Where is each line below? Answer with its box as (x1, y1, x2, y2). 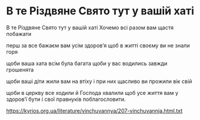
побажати (6, 30, 32, 37)
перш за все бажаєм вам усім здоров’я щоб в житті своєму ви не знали (6, 42, 190, 49)
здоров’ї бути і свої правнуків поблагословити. (6, 96, 127, 103)
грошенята (6, 66, 34, 73)
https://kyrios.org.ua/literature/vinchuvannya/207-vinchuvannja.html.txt (6, 107, 183, 114)
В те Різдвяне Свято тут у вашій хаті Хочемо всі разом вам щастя (6, 24, 174, 31)
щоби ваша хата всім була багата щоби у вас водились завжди (6, 60, 168, 67)
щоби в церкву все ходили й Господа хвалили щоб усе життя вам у (6, 89, 179, 96)
